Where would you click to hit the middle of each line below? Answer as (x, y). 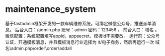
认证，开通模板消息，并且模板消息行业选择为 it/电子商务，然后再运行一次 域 (82, 42)
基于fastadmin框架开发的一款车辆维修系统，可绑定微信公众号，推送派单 (79, 23)
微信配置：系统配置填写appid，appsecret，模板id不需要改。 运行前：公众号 (82, 36)
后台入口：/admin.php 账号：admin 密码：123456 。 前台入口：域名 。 (87, 29)
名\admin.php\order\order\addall (39, 48)
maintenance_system (50, 9)
